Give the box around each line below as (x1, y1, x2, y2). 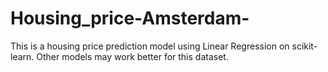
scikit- (291, 40, 318, 52)
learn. (10, 50, 35, 62)
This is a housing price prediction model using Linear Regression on (10, 40, 290, 52)
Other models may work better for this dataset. (36, 50, 229, 62)
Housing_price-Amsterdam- (10, 7, 250, 30)
